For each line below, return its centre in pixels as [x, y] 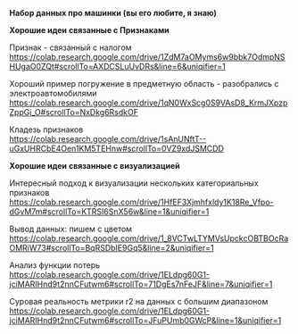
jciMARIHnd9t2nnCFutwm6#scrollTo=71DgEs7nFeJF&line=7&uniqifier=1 [141, 284]
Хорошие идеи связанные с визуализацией [95, 166]
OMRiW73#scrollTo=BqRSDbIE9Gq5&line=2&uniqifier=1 [112, 248]
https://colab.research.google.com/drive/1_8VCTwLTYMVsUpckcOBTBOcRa [149, 238]
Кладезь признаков [46, 129]
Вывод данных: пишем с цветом [70, 229]
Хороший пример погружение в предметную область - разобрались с [144, 83]
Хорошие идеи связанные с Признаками [89, 30]
